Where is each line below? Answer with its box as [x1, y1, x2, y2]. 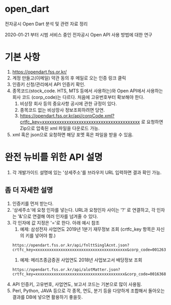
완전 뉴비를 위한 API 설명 [5, 152, 103, 163]
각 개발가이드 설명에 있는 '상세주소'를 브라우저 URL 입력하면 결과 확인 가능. [12, 169, 162, 175]
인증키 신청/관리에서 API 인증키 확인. [12, 81, 85, 87]
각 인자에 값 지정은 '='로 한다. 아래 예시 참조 [12, 219, 100, 226]
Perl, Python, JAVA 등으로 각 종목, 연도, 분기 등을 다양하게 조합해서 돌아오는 [12, 288, 165, 294]
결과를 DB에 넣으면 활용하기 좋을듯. [12, 294, 83, 300]
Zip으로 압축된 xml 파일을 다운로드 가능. [19, 125, 100, 131]
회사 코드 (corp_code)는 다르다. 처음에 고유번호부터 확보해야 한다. [12, 94, 144, 100]
